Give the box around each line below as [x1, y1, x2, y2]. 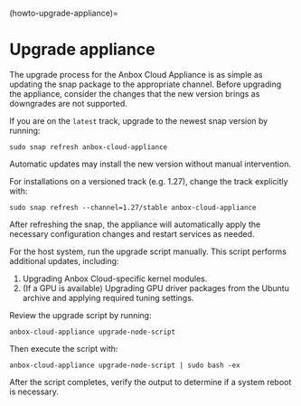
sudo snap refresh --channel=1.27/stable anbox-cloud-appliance [9, 203, 257, 212]
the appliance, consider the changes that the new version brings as [9, 88, 260, 99]
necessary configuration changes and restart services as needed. [9, 228, 255, 239]
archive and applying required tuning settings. [22, 292, 194, 303]
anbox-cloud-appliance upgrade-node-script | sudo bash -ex [9, 361, 241, 370]
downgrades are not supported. [9, 98, 128, 109]
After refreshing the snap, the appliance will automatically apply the [9, 219, 261, 230]
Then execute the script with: [9, 343, 118, 354]
